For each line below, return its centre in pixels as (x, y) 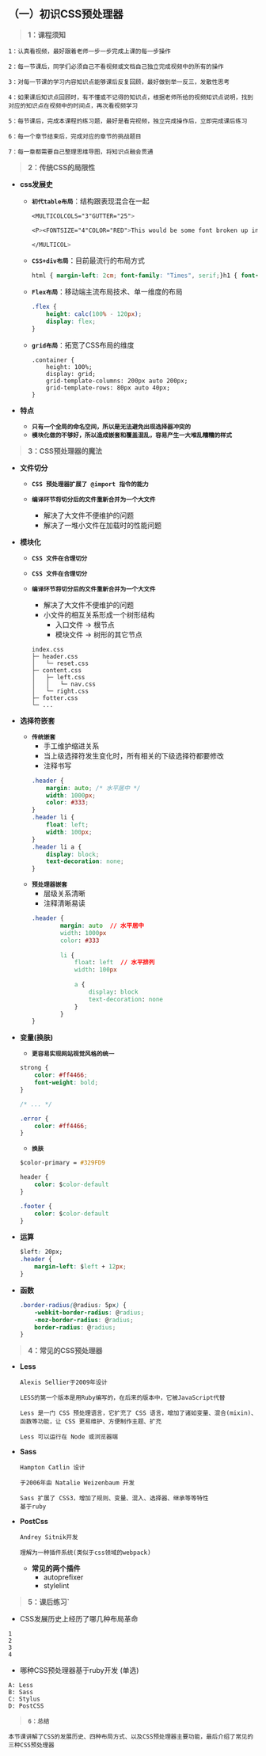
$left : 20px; (41, 1252)
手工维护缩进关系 (71, 746)
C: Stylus (25, 1699)
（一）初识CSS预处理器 (66, 14)
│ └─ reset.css (60, 663)
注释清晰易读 (64, 903)
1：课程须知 (46, 35)
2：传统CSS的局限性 (61, 167)
